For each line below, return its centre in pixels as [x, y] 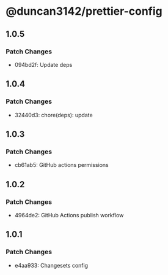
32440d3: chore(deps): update [53, 115]
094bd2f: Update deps [43, 64]
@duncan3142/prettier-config [84, 11]
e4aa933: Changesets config [51, 265]
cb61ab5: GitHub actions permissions [61, 165]
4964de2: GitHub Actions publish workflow [69, 215]
